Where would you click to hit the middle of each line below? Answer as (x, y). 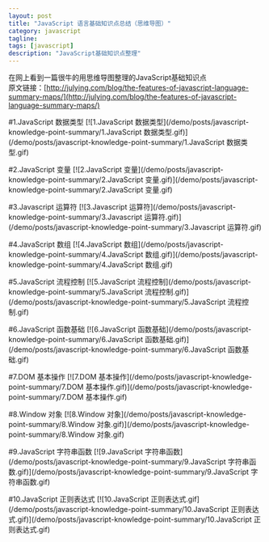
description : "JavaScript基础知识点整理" (75, 53)
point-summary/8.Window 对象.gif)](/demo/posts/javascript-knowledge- (129, 424)
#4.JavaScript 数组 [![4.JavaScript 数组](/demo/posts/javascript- (116, 244)
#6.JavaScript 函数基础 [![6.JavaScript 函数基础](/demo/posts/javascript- (130, 329)
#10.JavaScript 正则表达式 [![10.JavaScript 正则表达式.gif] (104, 499)
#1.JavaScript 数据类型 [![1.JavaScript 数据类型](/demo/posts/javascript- (128, 122)
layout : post (30, 16)
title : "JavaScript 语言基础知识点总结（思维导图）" (90, 23)
